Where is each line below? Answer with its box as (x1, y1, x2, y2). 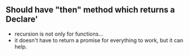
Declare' (5, 14, 39, 25)
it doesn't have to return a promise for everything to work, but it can (14, 36, 184, 44)
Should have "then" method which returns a (5, 5, 176, 15)
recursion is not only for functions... (14, 30, 103, 37)
